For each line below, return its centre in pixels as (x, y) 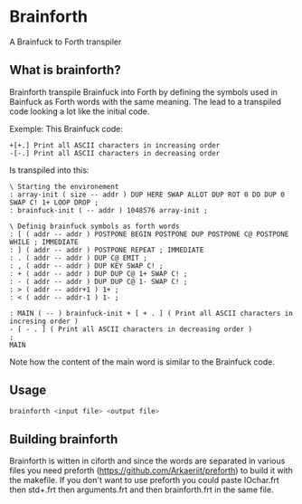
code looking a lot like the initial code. (80, 111)
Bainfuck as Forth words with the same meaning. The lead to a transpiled (146, 101)
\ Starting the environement (64, 186)
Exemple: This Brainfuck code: (66, 128)
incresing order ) (44, 321)
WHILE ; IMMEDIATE (44, 242)
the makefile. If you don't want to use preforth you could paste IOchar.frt (145, 480)
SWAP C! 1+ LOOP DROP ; (54, 202)
